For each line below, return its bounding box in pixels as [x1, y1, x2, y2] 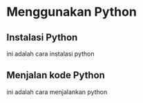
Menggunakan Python [6, 4, 137, 20]
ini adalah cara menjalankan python [6, 87, 108, 96]
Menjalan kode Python [6, 69, 105, 81]
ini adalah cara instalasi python [6, 49, 95, 58]
